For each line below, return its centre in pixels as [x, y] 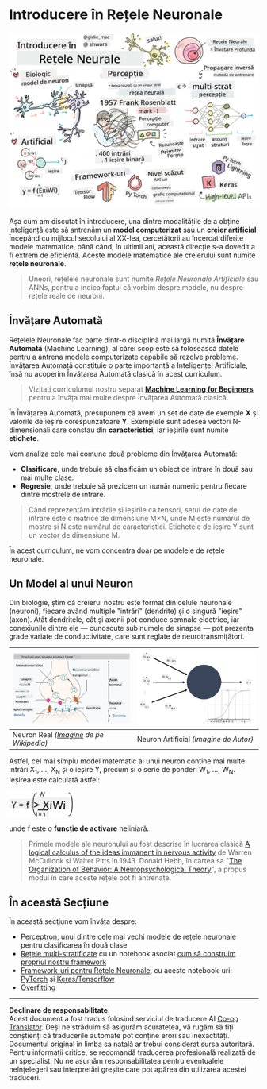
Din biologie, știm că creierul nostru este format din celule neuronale [120, 603]
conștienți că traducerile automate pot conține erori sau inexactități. [119, 1036]
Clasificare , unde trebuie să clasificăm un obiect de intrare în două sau [136, 469]
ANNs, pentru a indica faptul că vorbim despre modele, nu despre [136, 287]
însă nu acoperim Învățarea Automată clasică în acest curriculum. [116, 373]
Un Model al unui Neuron [71, 584]
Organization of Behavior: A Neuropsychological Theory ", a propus [137, 869]
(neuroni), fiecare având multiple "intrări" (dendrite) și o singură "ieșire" [126, 611]
